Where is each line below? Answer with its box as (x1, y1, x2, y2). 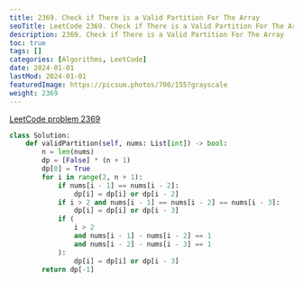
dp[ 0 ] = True (41, 164, 91, 173)
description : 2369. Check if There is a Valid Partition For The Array (9, 30, 284, 39)
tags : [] (9, 47, 42, 56)
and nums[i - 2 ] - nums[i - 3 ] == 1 (73, 240, 212, 249)
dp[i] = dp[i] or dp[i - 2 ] (73, 189, 179, 198)
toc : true (9, 38, 47, 48)
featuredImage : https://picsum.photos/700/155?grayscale (9, 80, 228, 89)
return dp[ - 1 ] (41, 265, 95, 274)
